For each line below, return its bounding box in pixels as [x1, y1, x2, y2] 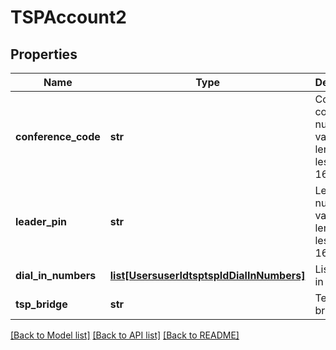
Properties [10, 46, 78, 63]
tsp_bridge [15, 297, 68, 311]
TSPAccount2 [10, 6, 127, 29]
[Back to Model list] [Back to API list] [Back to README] [10, 329, 240, 341]
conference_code [15, 130, 101, 143]
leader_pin [15, 215, 67, 228]
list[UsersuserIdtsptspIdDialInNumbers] [109, 269, 306, 282]
